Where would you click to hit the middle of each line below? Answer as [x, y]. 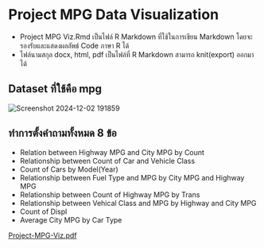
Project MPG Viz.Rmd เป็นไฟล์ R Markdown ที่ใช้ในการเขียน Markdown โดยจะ [136, 37]
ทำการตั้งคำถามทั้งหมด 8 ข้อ [62, 133]
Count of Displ [43, 211]
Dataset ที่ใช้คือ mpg [55, 89]
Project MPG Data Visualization [114, 15]
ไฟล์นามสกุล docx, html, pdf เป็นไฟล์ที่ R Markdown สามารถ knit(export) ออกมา [137, 54]
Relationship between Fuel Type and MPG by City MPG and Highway [132, 177]
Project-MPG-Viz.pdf [43, 235]
